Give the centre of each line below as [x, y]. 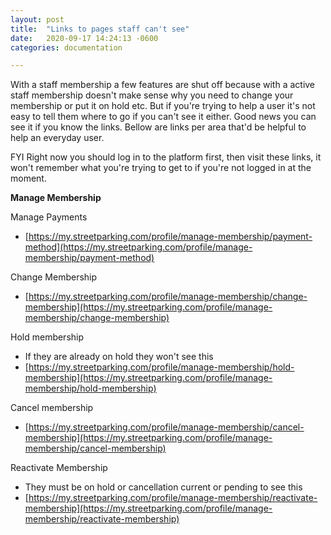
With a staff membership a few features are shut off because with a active [163, 85]
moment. [28, 178]
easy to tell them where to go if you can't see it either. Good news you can [163, 117]
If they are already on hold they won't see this [119, 357]
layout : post [37, 19]
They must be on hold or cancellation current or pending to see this [163, 487]
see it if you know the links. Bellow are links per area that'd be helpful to [158, 127]
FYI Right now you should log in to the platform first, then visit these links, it [166, 157]
